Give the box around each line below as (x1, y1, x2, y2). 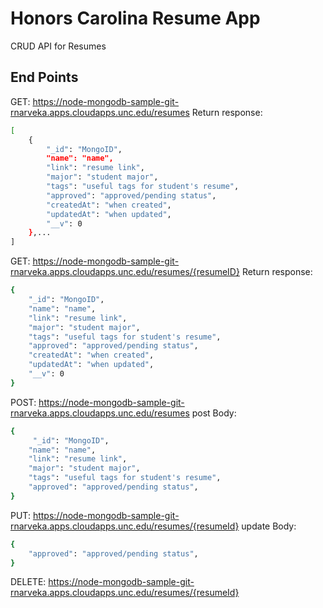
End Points (10, 69, 79, 86)
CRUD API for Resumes (10, 40, 107, 52)
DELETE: (10, 576, 47, 588)
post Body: (191, 407, 237, 419)
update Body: (241, 520, 297, 532)
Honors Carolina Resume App (10, 7, 261, 30)
